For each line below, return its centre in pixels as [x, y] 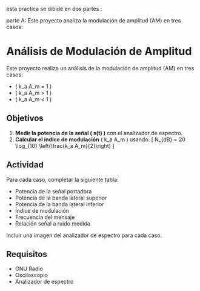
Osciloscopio [32, 275]
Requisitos [27, 254]
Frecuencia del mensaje [45, 217]
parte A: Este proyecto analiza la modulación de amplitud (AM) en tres [94, 20]
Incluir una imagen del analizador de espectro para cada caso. [84, 235]
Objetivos [25, 119]
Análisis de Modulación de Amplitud [99, 52]
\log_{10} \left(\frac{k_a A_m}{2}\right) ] [65, 145]
